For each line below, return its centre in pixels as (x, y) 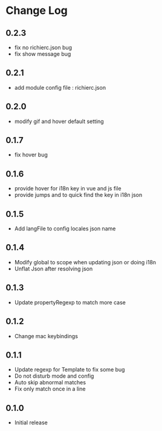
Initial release (31, 423)
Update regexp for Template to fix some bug (70, 370)
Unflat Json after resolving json (53, 269)
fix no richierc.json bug (43, 47)
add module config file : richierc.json (60, 87)
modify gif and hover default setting (59, 121)
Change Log (37, 11)
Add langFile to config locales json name (65, 229)
